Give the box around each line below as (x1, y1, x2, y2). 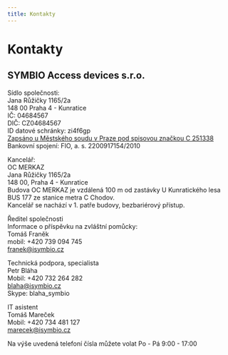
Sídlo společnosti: (7, 88, 60, 97)
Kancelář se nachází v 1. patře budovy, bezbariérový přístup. (7, 200, 185, 209)
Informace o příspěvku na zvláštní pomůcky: (7, 222, 138, 230)
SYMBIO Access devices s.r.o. (7, 69, 145, 82)
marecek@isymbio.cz (7, 325, 71, 334)
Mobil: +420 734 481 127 (7, 318, 81, 326)
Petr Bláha (7, 266, 38, 274)
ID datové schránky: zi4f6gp (7, 126, 91, 135)
